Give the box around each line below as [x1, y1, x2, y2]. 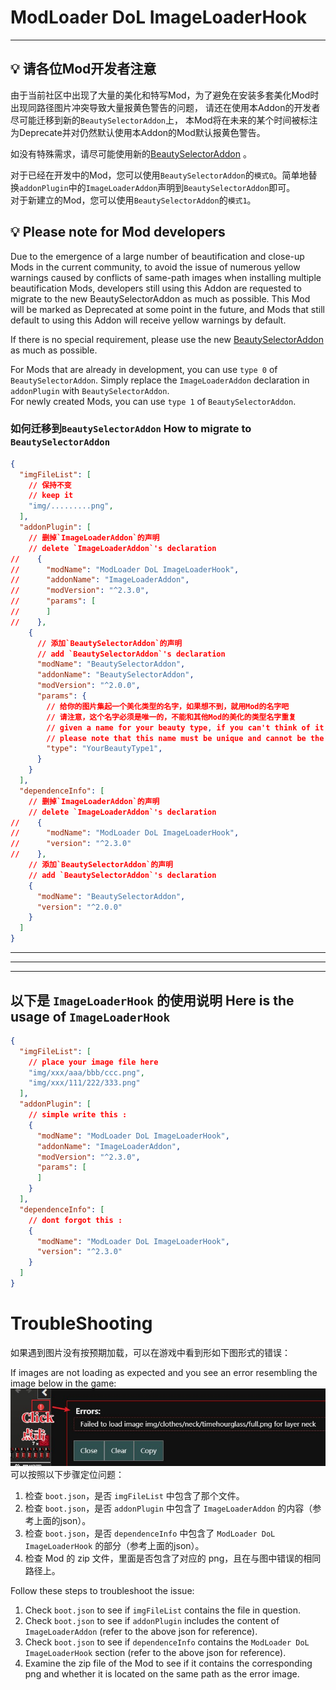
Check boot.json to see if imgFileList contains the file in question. [24, 1604, 301, 1616]
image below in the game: [10, 1377, 117, 1389]
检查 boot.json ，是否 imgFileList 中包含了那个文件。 [24, 1490, 245, 1502]
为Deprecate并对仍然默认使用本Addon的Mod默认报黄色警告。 [10, 126, 266, 138]
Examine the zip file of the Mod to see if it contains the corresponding [24, 1657, 313, 1670]
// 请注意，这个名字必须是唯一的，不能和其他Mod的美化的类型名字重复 [46, 712, 297, 722]
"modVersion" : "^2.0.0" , [36, 681, 141, 691]
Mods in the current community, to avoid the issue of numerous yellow [10, 261, 301, 273]
